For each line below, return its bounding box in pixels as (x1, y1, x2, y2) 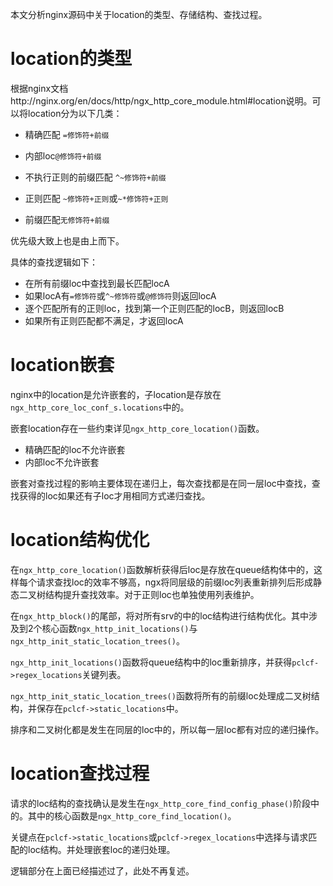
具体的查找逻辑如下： (10, 256, 98, 268)
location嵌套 (10, 354, 115, 377)
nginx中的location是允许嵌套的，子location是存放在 (10, 388, 222, 400)
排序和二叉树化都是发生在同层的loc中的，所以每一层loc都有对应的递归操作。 (10, 723, 325, 735)
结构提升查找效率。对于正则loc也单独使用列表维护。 (44, 588, 260, 600)
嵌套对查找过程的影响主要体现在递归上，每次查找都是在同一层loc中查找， (10, 477, 312, 489)
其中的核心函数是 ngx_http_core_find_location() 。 (27, 809, 237, 822)
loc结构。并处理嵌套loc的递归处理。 (27, 843, 176, 855)
